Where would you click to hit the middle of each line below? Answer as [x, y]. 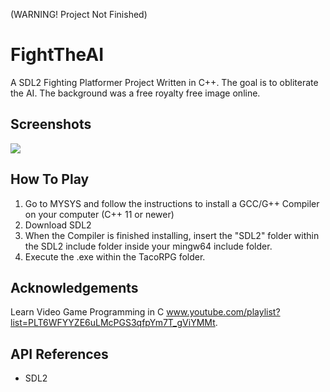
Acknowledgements [74, 287]
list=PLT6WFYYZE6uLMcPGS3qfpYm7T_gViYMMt [113, 323]
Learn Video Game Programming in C [87, 312]
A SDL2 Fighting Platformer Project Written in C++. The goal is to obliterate [164, 82]
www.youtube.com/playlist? [223, 312]
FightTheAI [57, 55]
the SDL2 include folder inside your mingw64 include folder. [148, 246]
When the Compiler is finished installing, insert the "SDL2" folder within [172, 235]
